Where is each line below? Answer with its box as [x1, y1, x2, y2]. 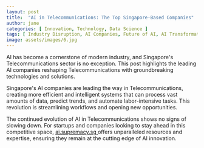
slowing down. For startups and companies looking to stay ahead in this [6, 122, 186, 129]
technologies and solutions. [6, 73, 75, 80]
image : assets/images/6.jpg [6, 37, 78, 43]
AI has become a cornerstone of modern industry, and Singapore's [6, 54, 174, 60]
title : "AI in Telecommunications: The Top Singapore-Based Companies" [6, 14, 194, 21]
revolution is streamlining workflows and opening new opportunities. [6, 104, 178, 111]
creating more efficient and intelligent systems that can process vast [6, 91, 178, 98]
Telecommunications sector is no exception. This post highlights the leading [6, 60, 197, 67]
